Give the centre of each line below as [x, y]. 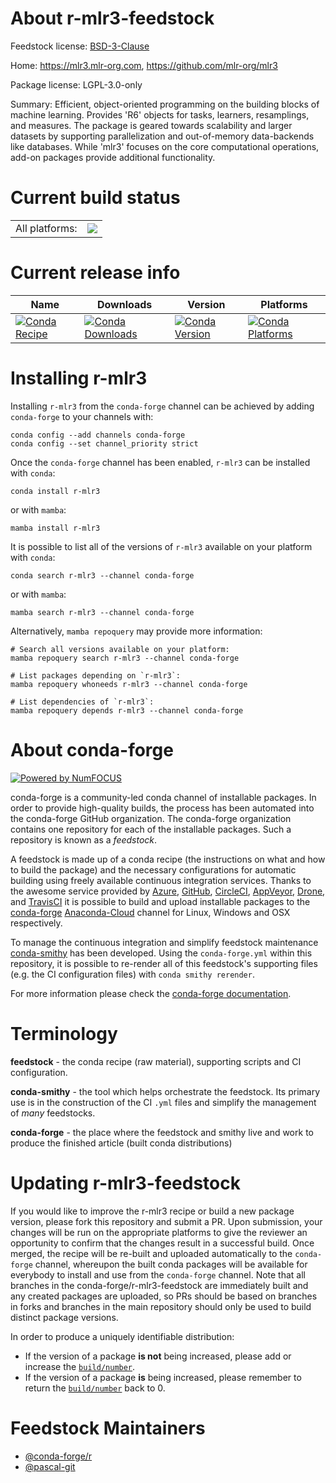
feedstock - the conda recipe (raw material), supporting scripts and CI [156, 1061]
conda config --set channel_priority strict [104, 443]
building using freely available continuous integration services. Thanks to [161, 880]
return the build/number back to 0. [95, 1388]
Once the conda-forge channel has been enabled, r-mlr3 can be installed [160, 462]
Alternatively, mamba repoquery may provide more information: [136, 631]
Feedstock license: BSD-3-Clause [80, 46]
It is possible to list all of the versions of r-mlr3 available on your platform [161, 546]
